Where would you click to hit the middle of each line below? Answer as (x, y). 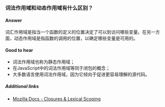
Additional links (22, 86)
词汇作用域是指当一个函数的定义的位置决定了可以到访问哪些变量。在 (76, 32)
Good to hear (19, 50)
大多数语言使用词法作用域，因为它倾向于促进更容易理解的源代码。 (81, 74)
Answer (14, 20)
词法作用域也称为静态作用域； (43, 62)
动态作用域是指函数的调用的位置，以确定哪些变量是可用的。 (76, 38)
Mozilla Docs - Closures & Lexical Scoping (57, 99)
